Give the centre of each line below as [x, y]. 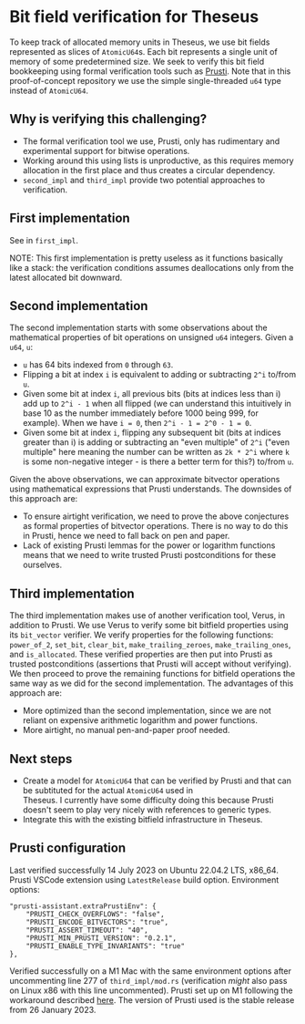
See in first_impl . [44, 240]
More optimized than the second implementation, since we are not [147, 711]
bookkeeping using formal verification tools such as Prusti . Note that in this [150, 71]
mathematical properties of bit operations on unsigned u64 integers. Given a [152, 337]
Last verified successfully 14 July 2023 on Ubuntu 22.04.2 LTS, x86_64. [144, 870]
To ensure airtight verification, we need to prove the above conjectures [156, 516]
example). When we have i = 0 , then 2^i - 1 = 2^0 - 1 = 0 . [137, 423]
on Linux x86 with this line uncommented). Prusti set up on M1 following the [151, 990]
